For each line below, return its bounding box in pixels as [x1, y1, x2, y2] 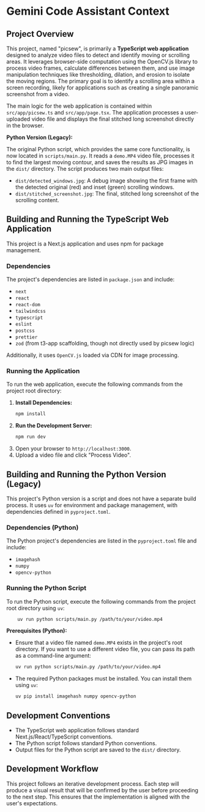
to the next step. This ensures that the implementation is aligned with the [6, 793, 190, 800]
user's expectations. [6, 799, 58, 806]
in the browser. [6, 122, 44, 129]
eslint [15, 321, 32, 328]
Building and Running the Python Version [6, 469, 166, 479]
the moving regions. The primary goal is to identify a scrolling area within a [6, 78, 195, 85]
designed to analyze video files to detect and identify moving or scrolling [6, 51, 190, 59]
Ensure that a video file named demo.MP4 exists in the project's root [15, 639, 182, 647]
